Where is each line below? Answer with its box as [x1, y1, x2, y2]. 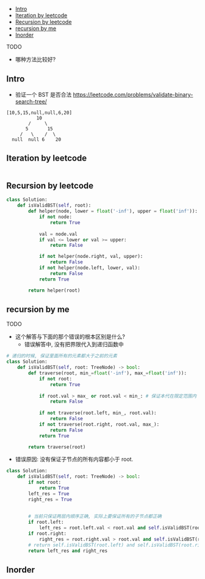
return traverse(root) [28, 444, 86, 450]
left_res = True [28, 490, 70, 497]
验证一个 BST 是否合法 [15, 91, 72, 98]
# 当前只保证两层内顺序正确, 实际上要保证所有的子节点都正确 [28, 513, 162, 520]
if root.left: [28, 519, 64, 526]
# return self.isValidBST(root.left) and [28, 542, 135, 548]
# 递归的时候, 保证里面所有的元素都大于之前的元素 [6, 353, 118, 359]
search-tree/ [15, 97, 48, 105]
